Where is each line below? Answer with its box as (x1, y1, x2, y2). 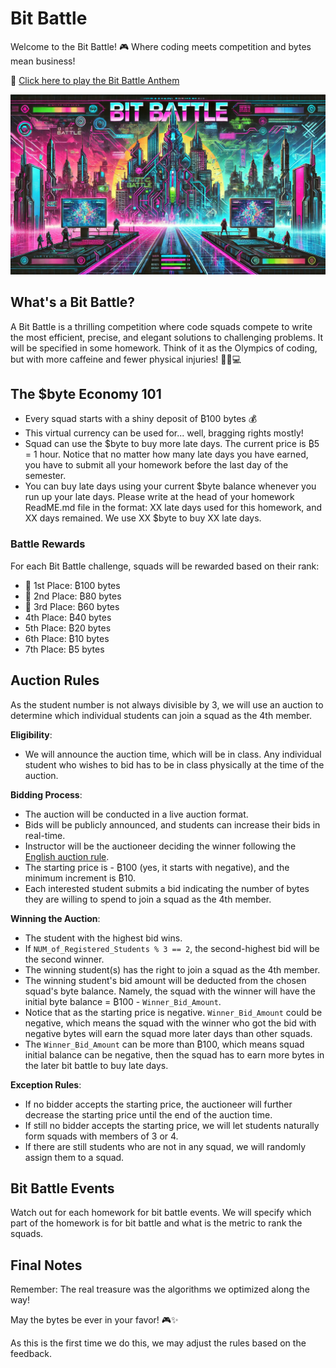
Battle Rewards (10, 537, 86, 551)
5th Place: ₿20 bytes (24, 622, 112, 634)
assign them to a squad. (24, 1151, 125, 1163)
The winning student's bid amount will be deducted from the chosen (24, 974, 307, 986)
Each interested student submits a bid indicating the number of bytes (24, 882, 310, 894)
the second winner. (24, 953, 105, 965)
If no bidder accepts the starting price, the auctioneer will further (24, 1098, 293, 1110)
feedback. (10, 1348, 52, 1360)
